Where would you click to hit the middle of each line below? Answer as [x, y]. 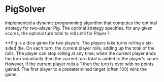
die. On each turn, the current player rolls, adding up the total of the [86, 48]
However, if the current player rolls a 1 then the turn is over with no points [79, 64]
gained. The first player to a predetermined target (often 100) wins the [76, 69]
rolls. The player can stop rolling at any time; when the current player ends [81, 53]
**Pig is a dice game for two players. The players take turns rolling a [75, 42]
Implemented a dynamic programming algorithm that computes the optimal [81, 23]
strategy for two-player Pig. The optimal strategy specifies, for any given [79, 28]
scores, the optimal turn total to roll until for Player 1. [58, 33]
